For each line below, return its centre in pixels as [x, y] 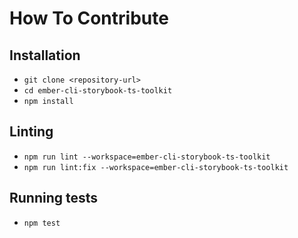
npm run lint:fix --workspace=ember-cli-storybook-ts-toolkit [156, 167]
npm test [42, 223]
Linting [31, 132]
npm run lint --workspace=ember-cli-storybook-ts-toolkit [147, 157]
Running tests [54, 198]
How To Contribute [89, 18]
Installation [45, 55]
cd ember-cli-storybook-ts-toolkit [98, 91]
